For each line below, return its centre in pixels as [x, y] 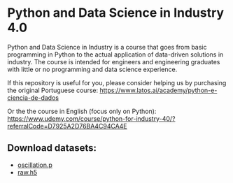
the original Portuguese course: [53, 90]
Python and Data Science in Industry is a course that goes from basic [107, 47]
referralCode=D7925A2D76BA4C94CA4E [67, 126]
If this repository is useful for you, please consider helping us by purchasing [117, 82]
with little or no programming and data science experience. [92, 69]
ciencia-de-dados [33, 97]
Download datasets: [52, 148]
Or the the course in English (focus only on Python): [82, 111]
